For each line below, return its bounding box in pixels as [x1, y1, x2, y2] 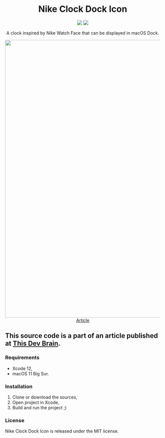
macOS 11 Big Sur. [12, 370, 49, 376]
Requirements [5, 354, 40, 361]
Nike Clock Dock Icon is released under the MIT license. [5, 428, 119, 434]
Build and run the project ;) [12, 404, 67, 410]
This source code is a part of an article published [5, 332, 158, 340]
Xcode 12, [12, 365, 33, 371]
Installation [5, 383, 33, 390]
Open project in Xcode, [12, 399, 60, 405]
